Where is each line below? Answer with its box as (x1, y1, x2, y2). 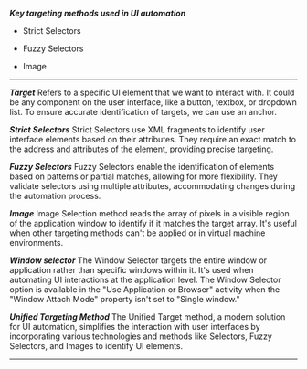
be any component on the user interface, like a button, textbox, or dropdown (9, 97, 297, 108)
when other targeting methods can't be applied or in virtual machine (9, 227, 266, 238)
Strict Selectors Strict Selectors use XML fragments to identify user (9, 124, 265, 135)
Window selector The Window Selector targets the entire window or (9, 255, 268, 266)
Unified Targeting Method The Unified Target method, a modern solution (9, 311, 286, 322)
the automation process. (9, 191, 101, 201)
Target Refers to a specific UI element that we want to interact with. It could (9, 87, 295, 98)
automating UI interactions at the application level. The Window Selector (9, 274, 281, 285)
